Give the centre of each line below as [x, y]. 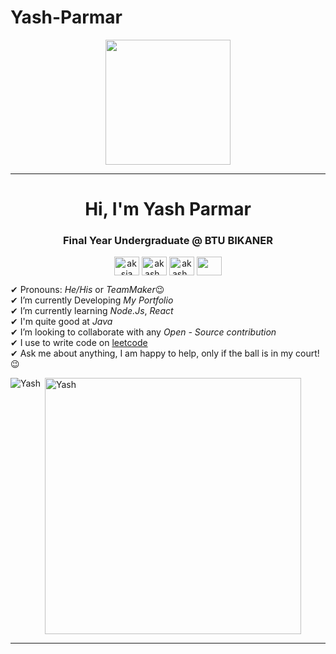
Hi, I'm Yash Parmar [168, 209]
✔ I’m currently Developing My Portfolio [92, 300]
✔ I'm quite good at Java [61, 322]
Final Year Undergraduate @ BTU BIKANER [168, 241]
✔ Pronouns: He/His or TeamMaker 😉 [87, 290]
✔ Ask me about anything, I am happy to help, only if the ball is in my [152, 353]
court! [307, 353]
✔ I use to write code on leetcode [79, 343]
